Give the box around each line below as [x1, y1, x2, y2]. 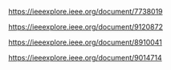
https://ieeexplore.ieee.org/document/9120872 [8, 22, 163, 31]
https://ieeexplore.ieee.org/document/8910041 [8, 37, 163, 47]
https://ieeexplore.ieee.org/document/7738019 [8, 7, 163, 16]
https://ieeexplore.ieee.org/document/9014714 [8, 53, 162, 62]
